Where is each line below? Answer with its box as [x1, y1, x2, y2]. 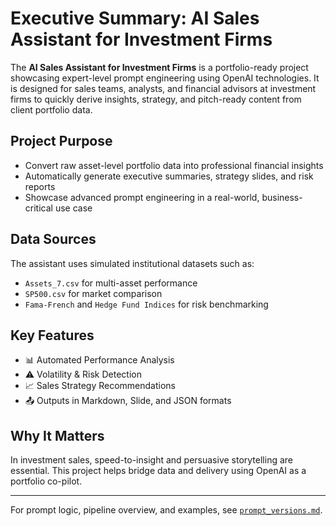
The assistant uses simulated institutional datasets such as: [10, 257, 255, 269]
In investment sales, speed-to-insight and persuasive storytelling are [10, 454, 294, 466]
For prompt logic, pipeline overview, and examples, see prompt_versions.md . [10, 504, 323, 516]
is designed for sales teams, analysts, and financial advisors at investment [10, 82, 317, 94]
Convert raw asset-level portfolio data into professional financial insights [24, 159, 324, 171]
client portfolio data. [10, 103, 93, 116]
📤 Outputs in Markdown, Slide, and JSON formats [24, 395, 232, 407]
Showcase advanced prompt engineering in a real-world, [24, 191, 260, 203]
